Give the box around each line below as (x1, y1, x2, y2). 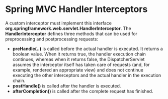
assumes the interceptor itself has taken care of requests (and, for (12, 61, 150, 67)
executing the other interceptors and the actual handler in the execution (12, 72, 161, 78)
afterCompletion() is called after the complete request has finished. (12, 88, 153, 94)
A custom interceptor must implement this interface (5, 20, 112, 26)
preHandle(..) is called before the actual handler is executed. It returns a (12, 45, 163, 51)
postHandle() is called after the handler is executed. (12, 82, 121, 88)
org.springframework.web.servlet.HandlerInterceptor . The (5, 25, 132, 31)
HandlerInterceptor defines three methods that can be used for (5, 30, 137, 36)
